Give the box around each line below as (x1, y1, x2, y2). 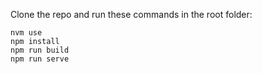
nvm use (10, 28, 43, 38)
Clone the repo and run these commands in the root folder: (10, 9, 253, 20)
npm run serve (10, 54, 70, 64)
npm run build (10, 45, 70, 55)
